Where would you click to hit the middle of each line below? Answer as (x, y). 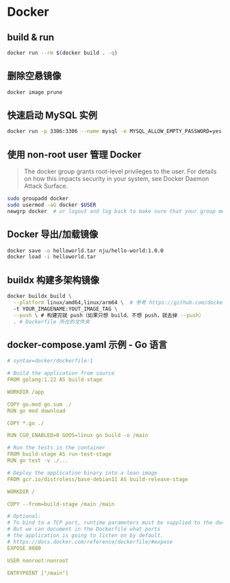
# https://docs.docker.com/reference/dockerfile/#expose (90, 542)
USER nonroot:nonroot (38, 560)
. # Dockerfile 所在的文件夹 (52, 322)
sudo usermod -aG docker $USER (52, 205)
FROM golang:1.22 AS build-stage (55, 380)
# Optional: (24, 517)
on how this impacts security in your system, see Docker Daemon (116, 179)
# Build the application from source (61, 373)
